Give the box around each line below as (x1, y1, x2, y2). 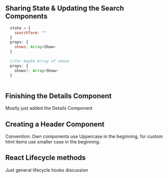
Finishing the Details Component (5, 92, 112, 100)
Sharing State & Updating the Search (5, 4, 124, 13)
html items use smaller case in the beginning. (5, 138, 101, 144)
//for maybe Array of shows (10, 58, 70, 64)
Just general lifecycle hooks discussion (5, 167, 88, 173)
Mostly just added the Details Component (5, 105, 93, 111)
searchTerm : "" (14, 30, 47, 35)
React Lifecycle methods (5, 154, 86, 162)
